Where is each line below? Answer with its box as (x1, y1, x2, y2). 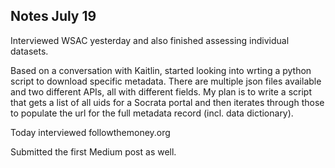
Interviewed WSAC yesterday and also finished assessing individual (10, 34, 290, 46)
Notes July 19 (10, 8, 97, 25)
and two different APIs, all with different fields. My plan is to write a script (10, 85, 312, 98)
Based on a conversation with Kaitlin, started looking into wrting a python (10, 64, 312, 76)
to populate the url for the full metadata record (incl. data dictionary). (10, 107, 294, 119)
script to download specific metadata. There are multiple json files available (10, 75, 322, 87)
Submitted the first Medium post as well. (10, 145, 177, 158)
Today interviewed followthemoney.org (10, 126, 171, 138)
